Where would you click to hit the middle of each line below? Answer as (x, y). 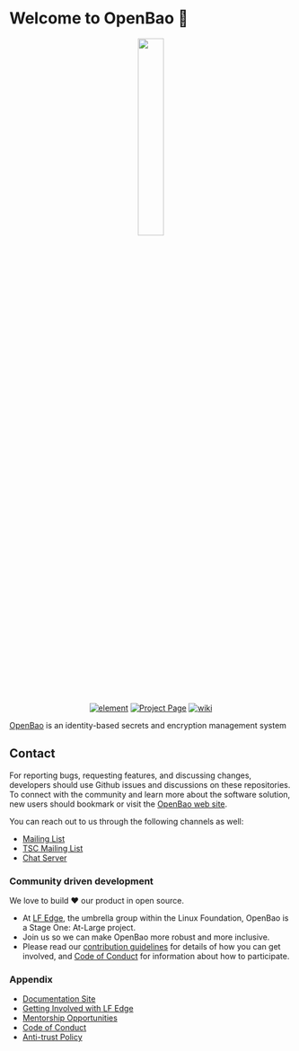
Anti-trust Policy (52, 1038)
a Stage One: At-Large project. (79, 928)
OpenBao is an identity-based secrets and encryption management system (148, 725)
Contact (32, 754)
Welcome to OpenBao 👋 (99, 18)
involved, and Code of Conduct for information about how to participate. (156, 957)
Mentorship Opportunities (70, 1018)
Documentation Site (59, 999)
